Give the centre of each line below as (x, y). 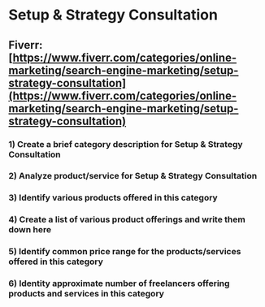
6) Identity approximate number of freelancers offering (119, 283)
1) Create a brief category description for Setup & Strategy (126, 144)
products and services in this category (87, 294)
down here (30, 230)
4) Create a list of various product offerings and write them (127, 219)
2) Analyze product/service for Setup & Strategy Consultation (133, 176)
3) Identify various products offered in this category (113, 198)
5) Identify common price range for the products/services (125, 252)
